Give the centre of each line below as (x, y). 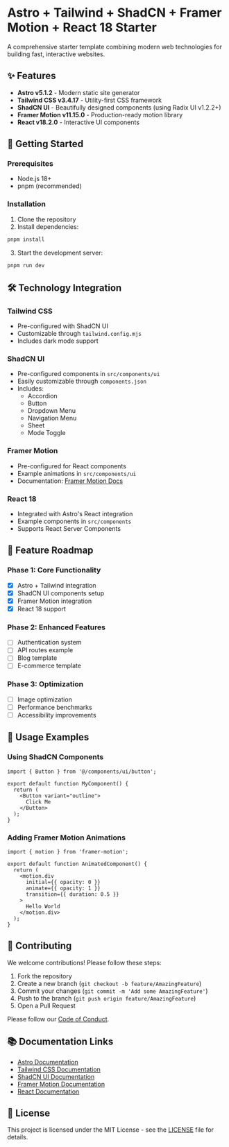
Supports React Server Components (69, 529)
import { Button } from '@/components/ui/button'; (82, 772)
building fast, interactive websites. (56, 54)
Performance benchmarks (54, 707)
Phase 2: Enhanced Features (57, 627)
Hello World (43, 907)
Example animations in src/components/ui (77, 473)
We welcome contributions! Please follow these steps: (84, 962)
